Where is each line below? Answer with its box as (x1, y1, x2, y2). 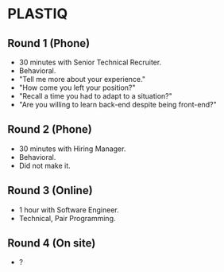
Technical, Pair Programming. (18, 213, 116, 223)
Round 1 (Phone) (7, 37, 91, 50)
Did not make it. (18, 161, 71, 170)
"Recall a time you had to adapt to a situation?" (18, 91, 172, 100)
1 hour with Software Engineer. (18, 204, 120, 215)
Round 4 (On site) (7, 236, 96, 251)
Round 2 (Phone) (7, 122, 92, 136)
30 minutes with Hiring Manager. (18, 144, 126, 153)
